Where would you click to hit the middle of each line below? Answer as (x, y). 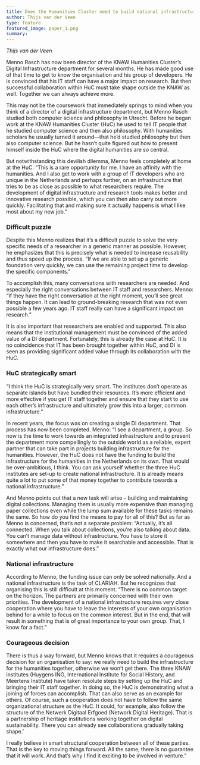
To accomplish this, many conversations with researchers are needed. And (98, 283)
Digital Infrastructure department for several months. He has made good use (100, 68)
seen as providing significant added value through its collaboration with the (99, 352)
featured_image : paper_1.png (42, 28)
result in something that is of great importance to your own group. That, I (95, 621)
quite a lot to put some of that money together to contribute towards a (92, 480)
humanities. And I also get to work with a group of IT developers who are (95, 174)
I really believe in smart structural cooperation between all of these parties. (98, 743)
